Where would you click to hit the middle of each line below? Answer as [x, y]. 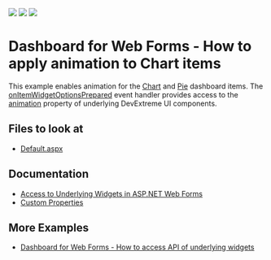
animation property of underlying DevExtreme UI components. [113, 103]
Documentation [49, 174]
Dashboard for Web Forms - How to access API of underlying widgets [137, 247]
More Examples [49, 227]
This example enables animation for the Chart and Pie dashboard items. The [136, 86]
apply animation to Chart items [115, 64]
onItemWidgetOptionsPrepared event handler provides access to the [123, 94]
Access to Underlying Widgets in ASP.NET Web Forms [111, 193]
